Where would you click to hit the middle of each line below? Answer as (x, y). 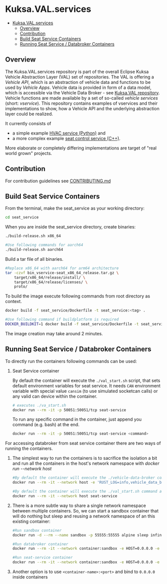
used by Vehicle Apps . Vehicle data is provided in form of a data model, (78, 87)
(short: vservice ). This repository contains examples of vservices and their (82, 103)
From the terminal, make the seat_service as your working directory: (75, 208)
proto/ (21, 287)
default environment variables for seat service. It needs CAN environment (86, 385)
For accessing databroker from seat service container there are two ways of (83, 443)
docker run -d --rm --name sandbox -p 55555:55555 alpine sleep (80, 535)
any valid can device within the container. (55, 396)
